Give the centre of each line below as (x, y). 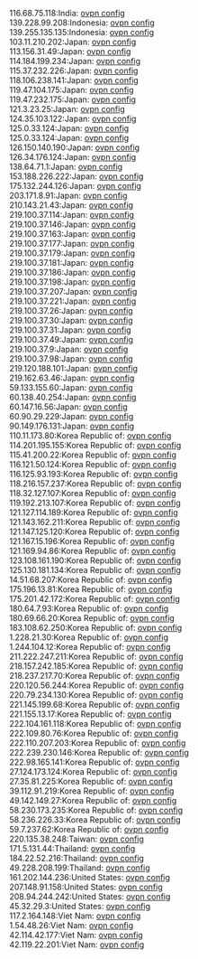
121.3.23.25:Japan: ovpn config (67, 109)
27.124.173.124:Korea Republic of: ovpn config (94, 771)
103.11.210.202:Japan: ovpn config (73, 42)
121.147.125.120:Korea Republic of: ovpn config (94, 531)
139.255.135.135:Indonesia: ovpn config (82, 32)
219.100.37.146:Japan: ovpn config (73, 224)
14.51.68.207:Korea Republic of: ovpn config (91, 579)
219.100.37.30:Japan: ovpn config (71, 320)
